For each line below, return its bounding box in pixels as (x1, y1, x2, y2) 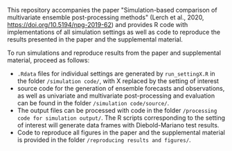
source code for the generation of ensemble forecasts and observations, (17, 85, 225, 92)
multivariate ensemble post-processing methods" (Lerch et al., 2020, (7, 13, 204, 21)
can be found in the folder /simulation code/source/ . (17, 99, 170, 107)
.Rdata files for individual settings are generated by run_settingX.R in (17, 69, 216, 78)
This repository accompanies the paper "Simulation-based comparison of (7, 6, 217, 14)
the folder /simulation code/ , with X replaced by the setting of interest (17, 77, 220, 85)
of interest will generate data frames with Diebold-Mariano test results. (17, 121, 220, 129)
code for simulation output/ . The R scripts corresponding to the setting (17, 114, 226, 122)
